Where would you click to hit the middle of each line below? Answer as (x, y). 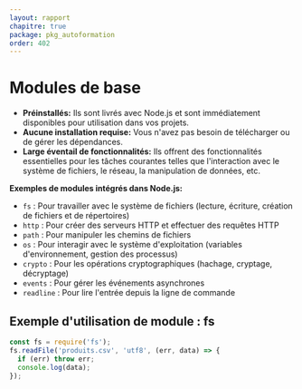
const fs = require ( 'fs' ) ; (60, 342)
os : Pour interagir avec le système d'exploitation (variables (132, 245)
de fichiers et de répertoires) (76, 216)
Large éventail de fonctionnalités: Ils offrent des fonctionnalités (142, 151)
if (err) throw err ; (56, 359)
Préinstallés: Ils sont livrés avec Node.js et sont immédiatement (141, 113)
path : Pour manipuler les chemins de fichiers (107, 235)
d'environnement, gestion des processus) (100, 254)
